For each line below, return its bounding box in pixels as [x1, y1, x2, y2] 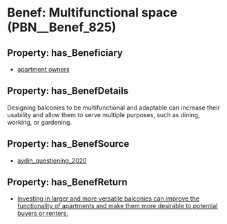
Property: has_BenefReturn [7, 176, 128, 188]
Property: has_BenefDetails [7, 85, 129, 97]
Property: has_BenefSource [7, 138, 130, 150]
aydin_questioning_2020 [17, 156, 88, 165]
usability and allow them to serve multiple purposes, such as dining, [7, 110, 200, 119]
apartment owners [17, 65, 70, 73]
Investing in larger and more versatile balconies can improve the [17, 194, 200, 203]
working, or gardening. [7, 118, 72, 126]
